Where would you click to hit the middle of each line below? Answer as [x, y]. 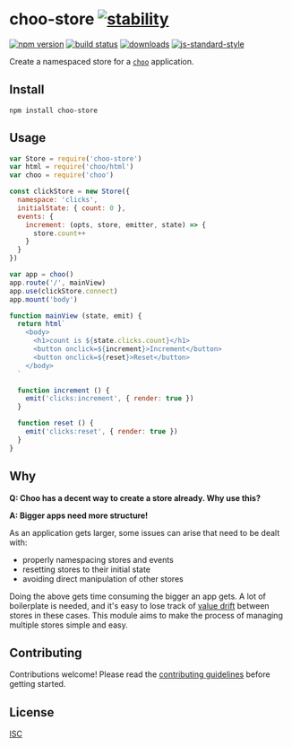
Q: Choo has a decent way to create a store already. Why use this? [135, 497]
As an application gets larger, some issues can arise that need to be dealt [145, 532]
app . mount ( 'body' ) [43, 299]
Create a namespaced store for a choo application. [102, 61]
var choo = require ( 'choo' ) [62, 175]
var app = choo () [42, 275]
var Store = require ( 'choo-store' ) [76, 158]
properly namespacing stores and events [98, 559]
